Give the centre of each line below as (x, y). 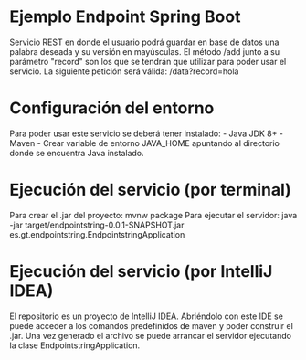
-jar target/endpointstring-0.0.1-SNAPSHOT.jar (97, 225)
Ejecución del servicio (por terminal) (151, 190)
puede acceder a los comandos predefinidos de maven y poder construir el (152, 325)
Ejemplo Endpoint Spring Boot (125, 17)
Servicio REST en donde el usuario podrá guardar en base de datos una (144, 42)
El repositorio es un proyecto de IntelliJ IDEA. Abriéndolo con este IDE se (146, 316)
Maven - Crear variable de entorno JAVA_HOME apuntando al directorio (145, 143)
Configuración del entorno (112, 108)
